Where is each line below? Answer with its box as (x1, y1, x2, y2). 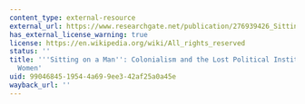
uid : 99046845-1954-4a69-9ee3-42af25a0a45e (9, 72, 177, 81)
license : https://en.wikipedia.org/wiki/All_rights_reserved (9, 38, 246, 48)
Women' (17, 64, 43, 73)
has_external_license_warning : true (9, 30, 148, 39)
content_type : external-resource (9, 13, 136, 23)
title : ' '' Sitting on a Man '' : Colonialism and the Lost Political (9, 55, 271, 64)
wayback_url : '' (9, 80, 71, 90)
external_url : (9, 22, 64, 31)
